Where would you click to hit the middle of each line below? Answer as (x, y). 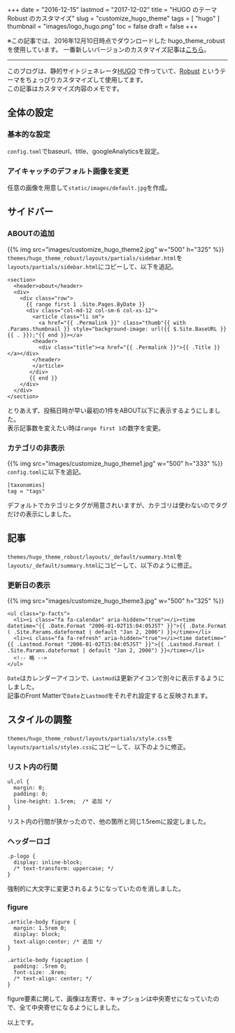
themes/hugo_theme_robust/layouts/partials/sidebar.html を (95, 258)
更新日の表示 (29, 585)
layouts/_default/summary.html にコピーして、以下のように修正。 (101, 565)
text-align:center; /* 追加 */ (58, 942)
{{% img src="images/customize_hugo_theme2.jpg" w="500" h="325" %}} (116, 249)
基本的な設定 (29, 135)
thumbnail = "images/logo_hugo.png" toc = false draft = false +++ (102, 26)
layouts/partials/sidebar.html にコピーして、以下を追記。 (92, 266)
